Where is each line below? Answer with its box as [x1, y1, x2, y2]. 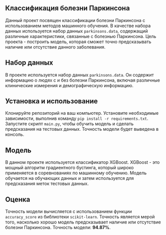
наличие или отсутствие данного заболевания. [5, 44, 106, 50]
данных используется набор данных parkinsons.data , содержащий [5, 28, 148, 34]
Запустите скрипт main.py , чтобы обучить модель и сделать [5, 121, 134, 127]
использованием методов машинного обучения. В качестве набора [5, 23, 151, 29]
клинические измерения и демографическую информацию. [5, 82, 134, 88]
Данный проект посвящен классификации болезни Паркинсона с [5, 17, 145, 23]
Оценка [5, 195, 30, 203]
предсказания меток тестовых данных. [5, 180, 89, 187]
